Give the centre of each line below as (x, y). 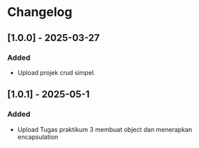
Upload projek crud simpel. (56, 72)
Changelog (40, 12)
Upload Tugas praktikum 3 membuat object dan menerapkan (105, 129)
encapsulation (38, 137)
